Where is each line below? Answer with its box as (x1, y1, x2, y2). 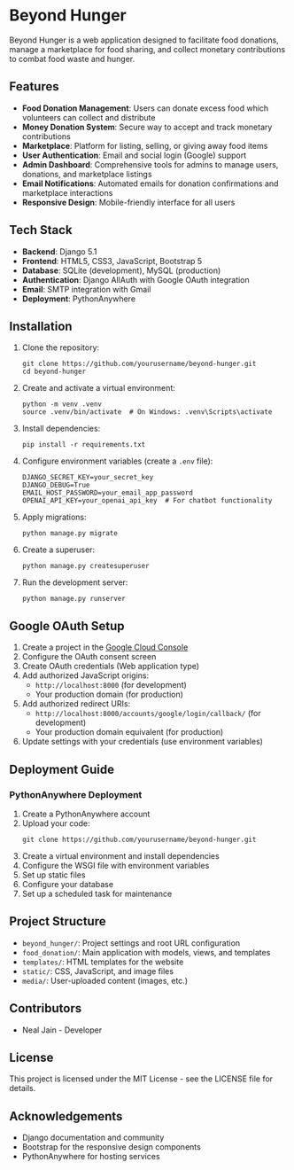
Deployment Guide (9, 761, 115, 776)
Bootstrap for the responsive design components (21, 1142, 201, 1152)
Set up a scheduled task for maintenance (21, 888, 173, 899)
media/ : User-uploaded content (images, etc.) (21, 975, 189, 986)
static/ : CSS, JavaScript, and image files (21, 965, 174, 976)
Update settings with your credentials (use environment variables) (21, 737, 264, 747)
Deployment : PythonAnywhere (21, 293, 135, 304)
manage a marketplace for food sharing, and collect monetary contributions (9, 43, 286, 54)
